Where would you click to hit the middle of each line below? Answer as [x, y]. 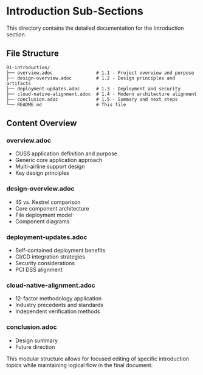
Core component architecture [52, 208]
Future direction [35, 346]
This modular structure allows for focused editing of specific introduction [98, 359]
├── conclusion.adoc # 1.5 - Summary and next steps [92, 99]
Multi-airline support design [50, 167]
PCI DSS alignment [39, 270]
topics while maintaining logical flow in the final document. [80, 365]
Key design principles [42, 173]
